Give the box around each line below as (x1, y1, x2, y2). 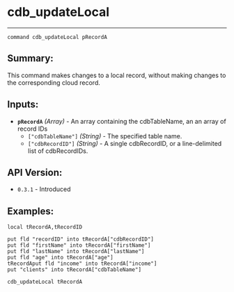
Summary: (7, 53, 54, 65)
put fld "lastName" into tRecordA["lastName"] (7, 248, 145, 255)
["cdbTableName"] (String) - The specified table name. (27, 131, 182, 140)
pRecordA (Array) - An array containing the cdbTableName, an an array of (17, 117, 226, 125)
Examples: (7, 205, 54, 217)
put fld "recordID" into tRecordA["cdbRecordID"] (7, 236, 155, 243)
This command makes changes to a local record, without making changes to (7, 71, 226, 79)
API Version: (7, 166, 63, 178)
